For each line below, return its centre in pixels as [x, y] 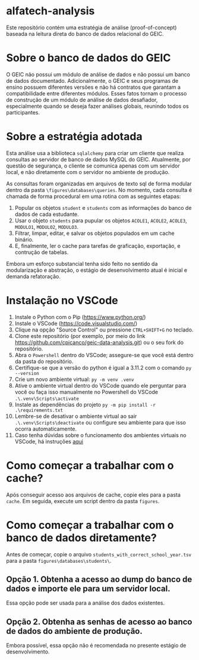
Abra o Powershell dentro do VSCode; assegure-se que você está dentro [104, 355]
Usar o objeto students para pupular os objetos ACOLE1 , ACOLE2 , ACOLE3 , [101, 220]
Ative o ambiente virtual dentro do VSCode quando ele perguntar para [100, 385]
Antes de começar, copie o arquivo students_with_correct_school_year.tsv [99, 554]
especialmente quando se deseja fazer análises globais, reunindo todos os [97, 106]
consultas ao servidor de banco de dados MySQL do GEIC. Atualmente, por [99, 159]
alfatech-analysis [50, 11]
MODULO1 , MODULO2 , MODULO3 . [47, 227]
